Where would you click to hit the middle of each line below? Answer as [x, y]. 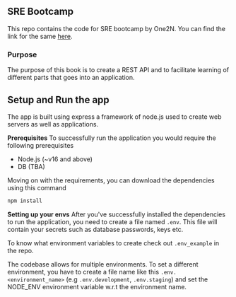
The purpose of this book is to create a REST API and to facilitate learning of [118, 70]
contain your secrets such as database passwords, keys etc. [95, 229]
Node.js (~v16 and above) [55, 159]
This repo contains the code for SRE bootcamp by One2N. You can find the [117, 28]
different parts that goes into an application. [71, 78]
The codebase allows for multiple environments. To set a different [103, 264]
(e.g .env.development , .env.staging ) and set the [137, 279]
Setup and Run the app [58, 99]
